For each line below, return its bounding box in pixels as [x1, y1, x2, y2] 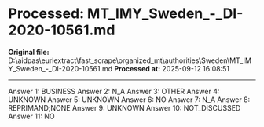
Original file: [8, 47, 49, 56]
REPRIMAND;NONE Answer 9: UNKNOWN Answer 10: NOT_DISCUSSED [8, 103, 241, 112]
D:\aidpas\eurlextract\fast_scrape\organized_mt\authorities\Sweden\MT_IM [8, 56, 251, 65]
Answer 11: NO [8, 111, 55, 121]
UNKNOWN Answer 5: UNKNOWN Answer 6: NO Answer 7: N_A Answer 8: [8, 95, 251, 104]
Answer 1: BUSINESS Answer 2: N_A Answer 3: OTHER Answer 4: [8, 86, 220, 96]
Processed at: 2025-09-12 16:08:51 [113, 63, 230, 73]
